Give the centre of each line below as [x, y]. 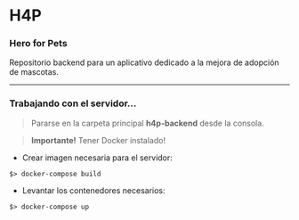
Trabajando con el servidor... [73, 103]
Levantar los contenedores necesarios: [94, 190]
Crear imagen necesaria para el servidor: [97, 158]
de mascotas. [34, 72]
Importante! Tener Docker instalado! [98, 140]
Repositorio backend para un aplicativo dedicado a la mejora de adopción [144, 62]
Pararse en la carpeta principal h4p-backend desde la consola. [147, 123]
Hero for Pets [39, 44]
